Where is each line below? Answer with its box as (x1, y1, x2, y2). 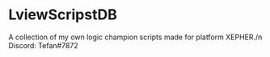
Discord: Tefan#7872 (8, 40, 78, 50)
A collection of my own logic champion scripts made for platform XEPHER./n (8, 32, 263, 42)
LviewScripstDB (8, 6, 117, 24)
